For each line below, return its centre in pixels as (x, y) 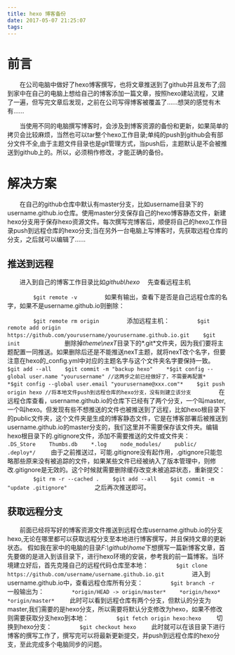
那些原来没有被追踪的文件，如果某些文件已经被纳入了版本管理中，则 (112, 461)
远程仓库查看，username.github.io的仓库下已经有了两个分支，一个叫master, (116, 401)
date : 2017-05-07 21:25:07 (47, 20)
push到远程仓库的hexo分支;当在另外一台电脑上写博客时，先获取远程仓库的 (120, 231)
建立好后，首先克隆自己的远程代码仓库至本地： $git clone (110, 565)
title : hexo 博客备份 (37, 14)
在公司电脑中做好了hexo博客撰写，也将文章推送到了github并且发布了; (119, 84)
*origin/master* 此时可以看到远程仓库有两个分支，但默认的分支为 (109, 600)
